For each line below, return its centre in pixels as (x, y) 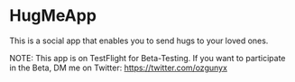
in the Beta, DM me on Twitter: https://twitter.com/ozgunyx (119, 68)
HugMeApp (53, 16)
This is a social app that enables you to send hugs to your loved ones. (139, 41)
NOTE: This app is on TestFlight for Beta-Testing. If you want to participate (147, 58)
